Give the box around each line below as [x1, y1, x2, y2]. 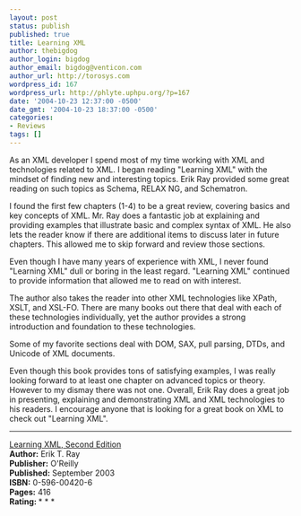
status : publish [9, 22, 70, 31]
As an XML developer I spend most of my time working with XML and [9, 154, 265, 165]
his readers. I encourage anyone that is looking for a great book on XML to [9, 403, 284, 414]
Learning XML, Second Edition [9, 439, 122, 450]
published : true [9, 30, 70, 39]
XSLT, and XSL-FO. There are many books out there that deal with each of [9, 302, 282, 312]
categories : [9, 113, 54, 122]
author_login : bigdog [9, 55, 90, 64]
